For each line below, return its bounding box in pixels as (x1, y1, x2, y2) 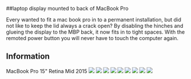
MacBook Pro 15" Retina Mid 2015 (6, 67, 88, 74)
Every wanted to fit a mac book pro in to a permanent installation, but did (6, 16, 182, 23)
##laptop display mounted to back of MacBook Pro (6, 5, 129, 12)
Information (6, 52, 50, 62)
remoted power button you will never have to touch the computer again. (6, 35, 179, 41)
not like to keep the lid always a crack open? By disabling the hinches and (6, 23, 183, 29)
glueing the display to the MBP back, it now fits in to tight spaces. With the (6, 28, 185, 35)
